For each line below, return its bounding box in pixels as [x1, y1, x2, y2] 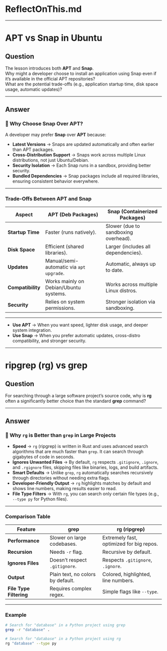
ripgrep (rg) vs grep [5, 360, 88, 371]
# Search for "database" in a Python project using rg [5, 636, 121, 641]
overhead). [105, 235, 132, 242]
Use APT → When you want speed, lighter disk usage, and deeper [12, 322, 148, 328]
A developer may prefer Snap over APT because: [5, 132, 106, 138]
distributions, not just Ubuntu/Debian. [12, 157, 89, 163]
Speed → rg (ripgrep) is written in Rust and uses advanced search [12, 443, 148, 449]
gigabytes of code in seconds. [12, 453, 75, 460]
